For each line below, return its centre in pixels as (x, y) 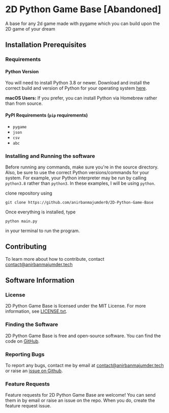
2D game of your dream (30, 29)
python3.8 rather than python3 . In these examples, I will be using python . (80, 183)
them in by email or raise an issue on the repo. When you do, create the (80, 400)
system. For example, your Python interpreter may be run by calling (76, 178)
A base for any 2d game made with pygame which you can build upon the (83, 23)
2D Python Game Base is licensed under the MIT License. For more (76, 306)
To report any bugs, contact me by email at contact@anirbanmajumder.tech (84, 366)
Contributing (26, 247)
